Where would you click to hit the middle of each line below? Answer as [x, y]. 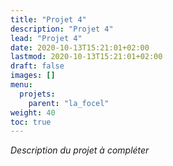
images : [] [33, 76]
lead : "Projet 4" [46, 38]
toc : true [31, 122]
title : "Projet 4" [48, 19]
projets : [37, 94]
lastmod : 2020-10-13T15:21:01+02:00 [86, 57]
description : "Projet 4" [62, 29]
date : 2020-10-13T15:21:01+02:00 [80, 47]
